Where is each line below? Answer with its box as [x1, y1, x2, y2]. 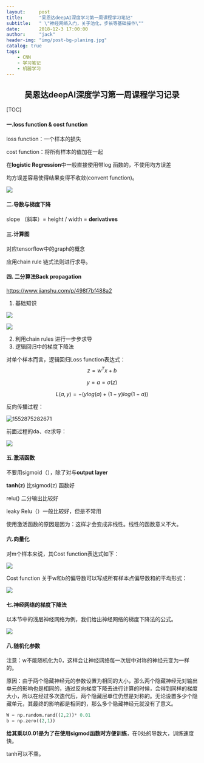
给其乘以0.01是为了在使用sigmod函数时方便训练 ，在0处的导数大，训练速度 [6, 730, 194, 737]
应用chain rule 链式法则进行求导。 [6, 258, 91, 265]
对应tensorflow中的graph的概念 [6, 245, 85, 253]
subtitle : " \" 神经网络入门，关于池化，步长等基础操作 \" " [6, 20, 144, 26]
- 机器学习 [17, 65, 41, 72]
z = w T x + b [87, 366, 117, 374]
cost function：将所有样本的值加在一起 [6, 148, 103, 156]
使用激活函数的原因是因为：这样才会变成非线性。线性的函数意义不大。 [6, 520, 182, 528]
